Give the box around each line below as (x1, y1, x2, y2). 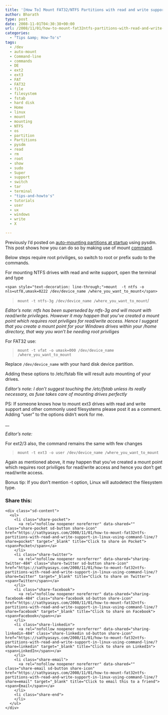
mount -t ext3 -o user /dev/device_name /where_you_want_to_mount (17, 450, 159, 455)
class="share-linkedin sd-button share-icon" (36, 631, 133, 636)
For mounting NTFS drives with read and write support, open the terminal (5, 269, 156, 275)
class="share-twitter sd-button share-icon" (34, 561, 128, 566)
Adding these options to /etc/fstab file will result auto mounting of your (5, 371, 151, 377)
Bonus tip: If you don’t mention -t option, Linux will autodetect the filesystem (5, 479, 162, 485)
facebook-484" (5, 596, 35, 601)
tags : (5, 40, 16, 45)
